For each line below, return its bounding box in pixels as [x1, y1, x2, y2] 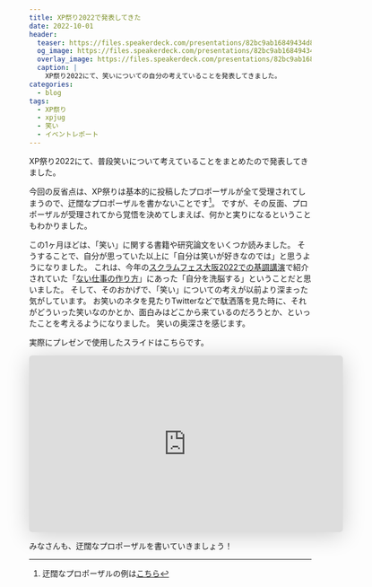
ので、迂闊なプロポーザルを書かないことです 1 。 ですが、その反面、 [44, 196, 293, 208]
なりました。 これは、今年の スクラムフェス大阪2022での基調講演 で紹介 [44, 261, 309, 272]
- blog [37, 88, 62, 97]
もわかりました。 [29, 220, 92, 231]
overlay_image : [37, 55, 94, 64]
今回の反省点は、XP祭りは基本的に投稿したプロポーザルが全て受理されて [29, 186, 298, 197]
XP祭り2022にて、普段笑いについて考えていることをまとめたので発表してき [29, 155, 309, 166]
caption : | [37, 64, 78, 73]
